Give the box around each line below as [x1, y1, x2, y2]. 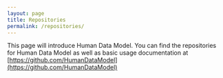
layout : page [7, 10, 45, 17]
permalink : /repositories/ [7, 23, 85, 29]
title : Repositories [7, 16, 67, 23]
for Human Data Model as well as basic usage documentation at [7, 49, 189, 57]
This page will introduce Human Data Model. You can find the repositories [7, 42, 217, 50]
